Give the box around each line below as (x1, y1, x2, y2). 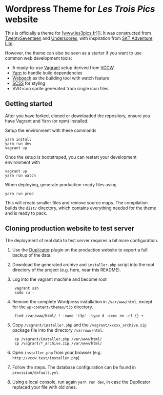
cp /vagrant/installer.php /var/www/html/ (14, 337, 102, 342)
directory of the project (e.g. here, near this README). (12, 267, 121, 272)
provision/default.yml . (12, 369, 60, 375)
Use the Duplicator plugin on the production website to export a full (12, 247, 148, 253)
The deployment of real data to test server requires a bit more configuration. (5, 237, 159, 243)
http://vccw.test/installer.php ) (12, 354, 80, 361)
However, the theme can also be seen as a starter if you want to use (5, 50, 142, 56)
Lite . (5, 40, 14, 46)
